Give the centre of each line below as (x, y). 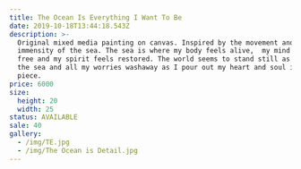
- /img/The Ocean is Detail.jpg (78, 150)
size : (19, 92)
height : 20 (38, 101)
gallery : (26, 134)
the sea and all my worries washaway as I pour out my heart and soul (152, 68)
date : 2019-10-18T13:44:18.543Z (69, 26)
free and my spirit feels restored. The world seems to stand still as (154, 59)
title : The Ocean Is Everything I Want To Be (95, 17)
